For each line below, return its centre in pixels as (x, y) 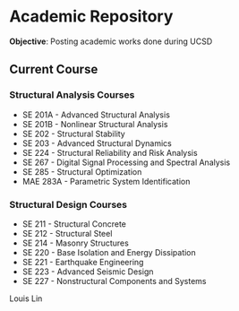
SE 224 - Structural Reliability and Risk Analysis (110, 152)
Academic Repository (91, 17)
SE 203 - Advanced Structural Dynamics (97, 143)
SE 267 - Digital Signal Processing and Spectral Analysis (126, 162)
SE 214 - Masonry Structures (76, 243)
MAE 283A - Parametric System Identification (106, 181)
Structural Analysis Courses (72, 95)
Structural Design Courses (68, 204)
